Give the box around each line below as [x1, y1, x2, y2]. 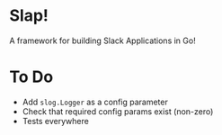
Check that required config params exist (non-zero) [22, 105, 214, 117]
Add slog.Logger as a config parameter [22, 96, 168, 107]
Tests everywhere [22, 115, 90, 126]
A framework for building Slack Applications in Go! [9, 35, 196, 46]
